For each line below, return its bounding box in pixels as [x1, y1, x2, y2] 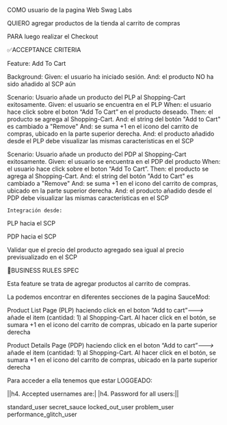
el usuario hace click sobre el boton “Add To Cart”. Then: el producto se [7, 165, 209, 173]
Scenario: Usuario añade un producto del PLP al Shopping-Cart [7, 93, 186, 101]
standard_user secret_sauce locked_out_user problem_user [7, 403, 174, 411]
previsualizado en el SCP [7, 253, 77, 261]
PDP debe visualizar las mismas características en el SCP [7, 194, 169, 202]
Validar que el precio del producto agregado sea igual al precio [7, 246, 185, 254]
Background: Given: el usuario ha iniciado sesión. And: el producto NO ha [7, 73, 214, 81]
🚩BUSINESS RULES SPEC [7, 267, 79, 274]
